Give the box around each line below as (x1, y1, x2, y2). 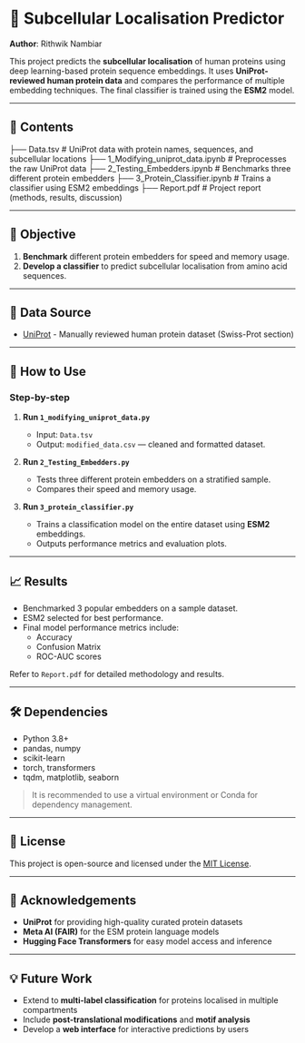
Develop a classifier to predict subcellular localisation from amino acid (22, 261, 288, 271)
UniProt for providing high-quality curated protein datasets (22, 917, 243, 928)
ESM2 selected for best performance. (22, 612, 164, 623)
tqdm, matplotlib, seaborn (22, 772, 120, 782)
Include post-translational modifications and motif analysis (22, 1014, 251, 1025)
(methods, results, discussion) (9, 192, 123, 202)
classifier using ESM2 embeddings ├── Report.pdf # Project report (9, 182, 261, 193)
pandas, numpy (22, 743, 82, 753)
